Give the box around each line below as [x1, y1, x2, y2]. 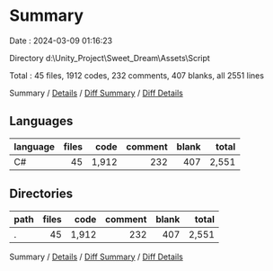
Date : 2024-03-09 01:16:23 [9, 35, 113, 46]
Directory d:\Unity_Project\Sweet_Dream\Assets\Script [9, 52, 211, 63]
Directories [9, 186, 74, 202]
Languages [9, 113, 74, 129]
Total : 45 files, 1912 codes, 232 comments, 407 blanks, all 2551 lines [9, 69, 265, 81]
